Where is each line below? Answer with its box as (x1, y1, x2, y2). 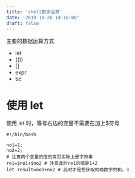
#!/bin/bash (6, 131, 36, 138)
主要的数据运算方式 (6, 38, 54, 45)
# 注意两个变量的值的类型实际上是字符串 (6, 154, 93, 160)
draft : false (6, 20, 39, 26)
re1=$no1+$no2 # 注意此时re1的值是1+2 (6, 160, 98, 166)
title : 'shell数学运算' (6, 8, 62, 15)
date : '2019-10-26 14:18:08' (6, 15, 80, 21)
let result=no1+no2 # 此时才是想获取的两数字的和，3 (6, 167, 129, 173)
